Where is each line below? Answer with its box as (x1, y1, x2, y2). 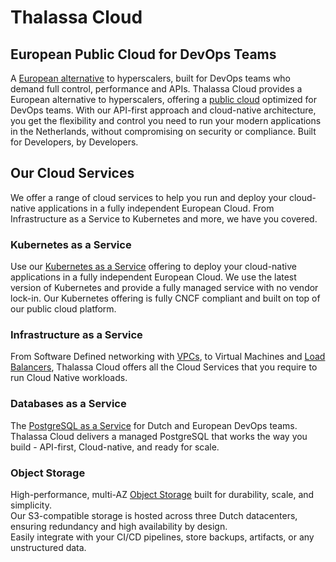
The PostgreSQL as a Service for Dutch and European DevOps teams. (10, 419, 298, 431)
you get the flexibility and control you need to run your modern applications (10, 115, 322, 126)
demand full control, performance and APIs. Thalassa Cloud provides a (10, 83, 303, 95)
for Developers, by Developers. (10, 136, 139, 148)
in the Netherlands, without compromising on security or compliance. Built (10, 126, 317, 137)
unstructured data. (10, 542, 87, 553)
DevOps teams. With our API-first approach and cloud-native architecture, (10, 104, 317, 116)
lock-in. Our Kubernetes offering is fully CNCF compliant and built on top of (10, 292, 321, 305)
